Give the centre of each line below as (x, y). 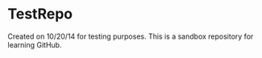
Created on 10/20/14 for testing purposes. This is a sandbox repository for (131, 36)
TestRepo (40, 14)
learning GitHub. (35, 44)
